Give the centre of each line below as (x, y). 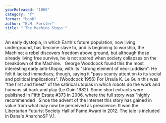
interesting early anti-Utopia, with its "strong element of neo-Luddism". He (81, 69)
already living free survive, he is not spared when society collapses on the (81, 58)
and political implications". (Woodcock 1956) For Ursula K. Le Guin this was (82, 79)
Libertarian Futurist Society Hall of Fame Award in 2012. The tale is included (83, 111)
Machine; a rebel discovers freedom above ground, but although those (77, 53)
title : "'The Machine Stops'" (36, 28)
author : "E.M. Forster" (30, 24)
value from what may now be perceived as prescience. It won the (72, 106)
